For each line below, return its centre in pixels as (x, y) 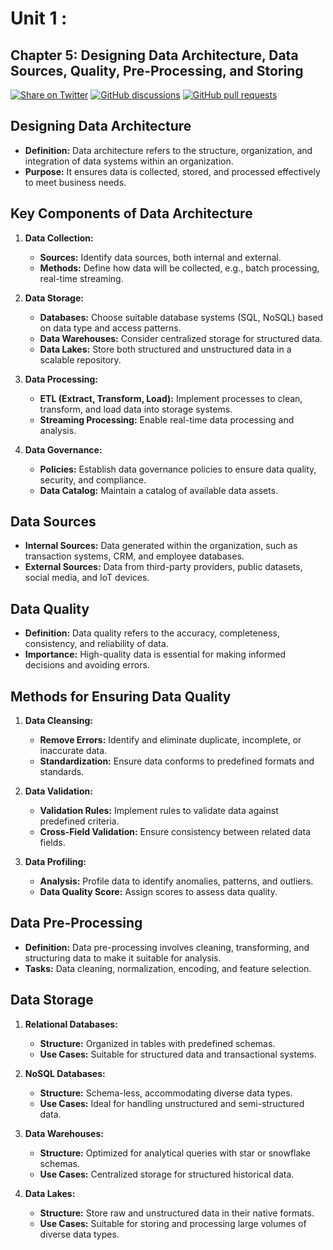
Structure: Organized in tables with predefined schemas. (157, 1043)
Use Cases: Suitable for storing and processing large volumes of (173, 1223)
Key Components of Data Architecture (131, 213)
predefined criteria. (79, 821)
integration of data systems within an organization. (129, 161)
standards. (62, 772)
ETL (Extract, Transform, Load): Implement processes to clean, (171, 398)
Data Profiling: (55, 862)
